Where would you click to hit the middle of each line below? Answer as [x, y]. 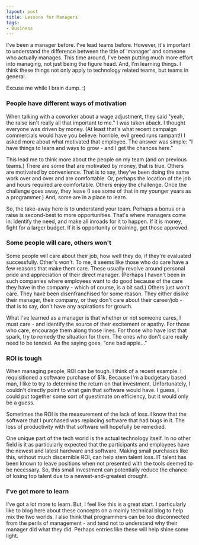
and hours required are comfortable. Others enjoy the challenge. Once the [97, 184]
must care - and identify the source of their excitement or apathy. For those [98, 324]
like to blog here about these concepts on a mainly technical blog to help [95, 511]
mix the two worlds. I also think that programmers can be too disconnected [98, 517]
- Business [20, 28]
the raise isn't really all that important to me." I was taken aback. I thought [96, 123]
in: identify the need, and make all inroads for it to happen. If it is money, [94, 221]
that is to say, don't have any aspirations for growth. [70, 306]
